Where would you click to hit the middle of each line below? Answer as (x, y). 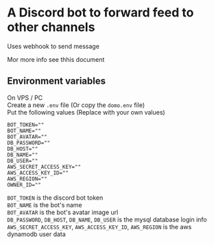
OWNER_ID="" (24, 185)
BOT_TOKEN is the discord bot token (55, 198)
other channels (51, 27)
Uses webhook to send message (53, 46)
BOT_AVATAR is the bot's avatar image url (63, 212)
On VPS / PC (25, 97)
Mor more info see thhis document (56, 59)
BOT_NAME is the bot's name (45, 205)
